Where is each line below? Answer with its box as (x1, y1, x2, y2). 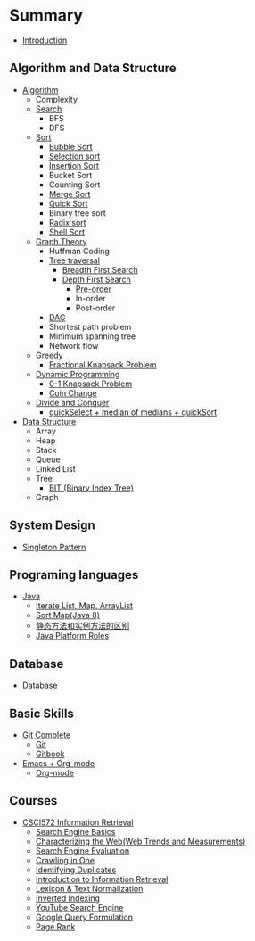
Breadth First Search (62, 264, 138, 275)
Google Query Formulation (35, 912, 134, 922)
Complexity (35, 94, 78, 104)
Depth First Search (62, 274, 132, 285)
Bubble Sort (48, 141, 93, 152)
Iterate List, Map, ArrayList (35, 600, 134, 611)
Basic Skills (9, 706, 74, 721)
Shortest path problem (48, 321, 132, 332)
